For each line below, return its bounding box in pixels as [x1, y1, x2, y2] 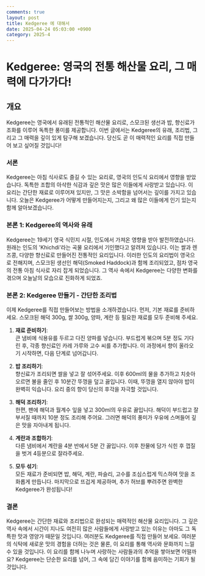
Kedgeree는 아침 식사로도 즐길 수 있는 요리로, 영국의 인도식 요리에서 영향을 [6, 174, 185, 181]
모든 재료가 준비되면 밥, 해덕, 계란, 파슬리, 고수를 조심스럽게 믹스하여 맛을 [15, 470, 189, 478]
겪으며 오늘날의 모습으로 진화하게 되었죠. [6, 274, 103, 281]
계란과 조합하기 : [15, 435, 53, 442]
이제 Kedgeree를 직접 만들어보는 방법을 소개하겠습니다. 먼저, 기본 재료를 [6, 306, 179, 314]
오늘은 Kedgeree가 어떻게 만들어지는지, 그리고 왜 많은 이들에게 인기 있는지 [19, 196, 196, 204]
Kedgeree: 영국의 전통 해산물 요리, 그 [6, 60, 185, 74]
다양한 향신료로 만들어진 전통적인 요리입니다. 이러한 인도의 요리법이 [19, 251, 179, 259]
